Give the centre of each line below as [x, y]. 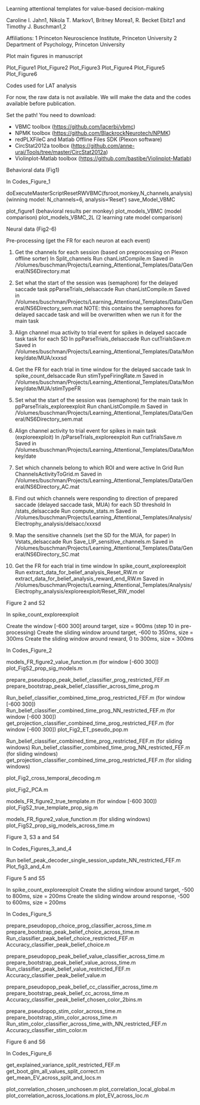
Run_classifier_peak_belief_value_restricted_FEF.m [68, 969]
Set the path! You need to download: [51, 115]
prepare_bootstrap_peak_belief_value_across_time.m [71, 962]
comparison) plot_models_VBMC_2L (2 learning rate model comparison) [95, 217]
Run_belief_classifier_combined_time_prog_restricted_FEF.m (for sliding [94, 741]
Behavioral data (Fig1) [33, 170]
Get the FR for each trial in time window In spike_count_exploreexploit [100, 566]
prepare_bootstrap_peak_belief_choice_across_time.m [73, 932]
